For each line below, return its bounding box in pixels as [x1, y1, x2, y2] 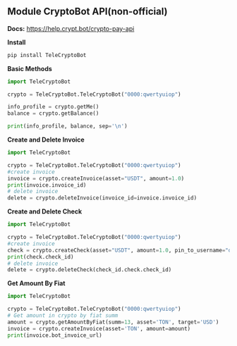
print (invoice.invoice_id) [7, 181, 87, 189]
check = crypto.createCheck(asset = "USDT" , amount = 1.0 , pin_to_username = [7, 247, 226, 254]
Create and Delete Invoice [7, 135, 85, 144]
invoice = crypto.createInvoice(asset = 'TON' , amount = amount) [7, 325, 191, 332]
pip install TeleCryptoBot [7, 51, 87, 58]
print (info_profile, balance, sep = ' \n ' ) [7, 123, 128, 130]
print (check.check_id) [7, 253, 74, 260]
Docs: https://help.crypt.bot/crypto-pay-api [7, 24, 135, 32]
